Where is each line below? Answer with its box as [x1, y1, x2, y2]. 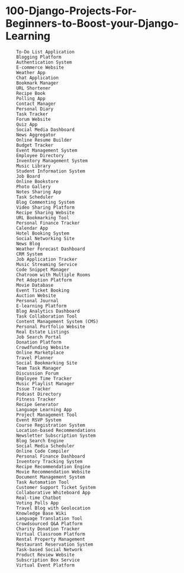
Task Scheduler [16, 194, 54, 200]
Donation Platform [16, 339, 62, 345]
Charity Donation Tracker [16, 526, 80, 532]
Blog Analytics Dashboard [16, 308, 80, 314]
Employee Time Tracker [16, 375, 72, 382]
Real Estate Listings [16, 329, 69, 335]
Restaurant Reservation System [16, 541, 93, 548]
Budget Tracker [16, 142, 54, 148]
